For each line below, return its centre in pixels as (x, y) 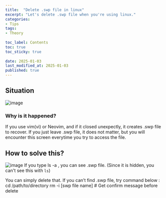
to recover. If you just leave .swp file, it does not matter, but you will (75, 132)
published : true (22, 71)
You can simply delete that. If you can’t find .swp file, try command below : (82, 180)
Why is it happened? (31, 116)
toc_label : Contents (27, 43)
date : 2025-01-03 (23, 61)
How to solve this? (35, 153)
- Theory (14, 33)
